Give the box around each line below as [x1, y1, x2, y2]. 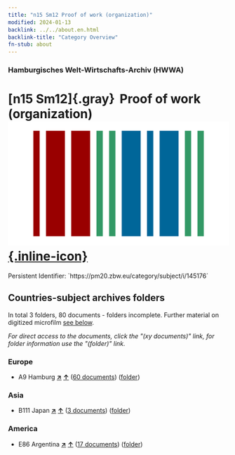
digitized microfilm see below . [8, 318, 94, 326]
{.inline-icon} [8, 248, 88, 264]
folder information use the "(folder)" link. [8, 339, 126, 347]
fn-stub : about [8, 41, 53, 49]
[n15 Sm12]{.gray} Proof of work [8, 91, 201, 107]
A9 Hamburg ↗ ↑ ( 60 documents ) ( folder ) [18, 373, 140, 381]
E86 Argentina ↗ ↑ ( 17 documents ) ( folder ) [18, 440, 143, 448]
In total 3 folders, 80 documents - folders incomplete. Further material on [8, 310, 220, 319]
